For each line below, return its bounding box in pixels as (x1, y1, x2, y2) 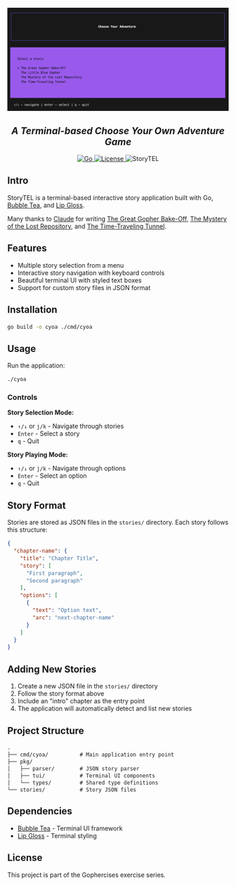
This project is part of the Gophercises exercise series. (7, 871, 166, 879)
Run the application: (7, 361, 65, 370)
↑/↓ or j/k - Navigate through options (17, 464, 126, 473)
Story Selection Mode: (7, 408, 74, 417)
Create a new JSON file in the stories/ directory (17, 682, 158, 691)
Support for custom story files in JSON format (17, 283, 151, 292)
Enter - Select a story (17, 429, 80, 438)
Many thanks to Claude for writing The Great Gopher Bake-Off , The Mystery (7, 214, 227, 223)
